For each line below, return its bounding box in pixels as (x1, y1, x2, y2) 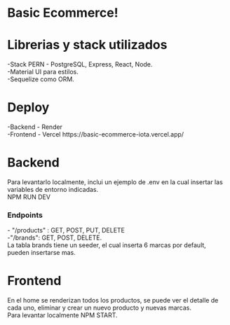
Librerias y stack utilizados (7, 37, 168, 53)
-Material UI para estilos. (7, 68, 79, 76)
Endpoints (7, 210, 43, 220)
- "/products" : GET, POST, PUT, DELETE (7, 226, 125, 235)
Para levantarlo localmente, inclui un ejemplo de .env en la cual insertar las (7, 178, 223, 186)
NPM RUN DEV (7, 193, 51, 201)
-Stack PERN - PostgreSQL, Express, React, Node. (7, 60, 153, 69)
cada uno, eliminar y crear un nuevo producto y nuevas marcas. (7, 303, 191, 312)
